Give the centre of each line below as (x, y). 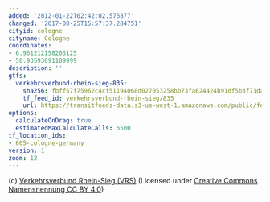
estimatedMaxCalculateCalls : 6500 (73, 128)
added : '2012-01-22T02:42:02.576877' (72, 16)
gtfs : (17, 76)
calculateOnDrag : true (53, 121)
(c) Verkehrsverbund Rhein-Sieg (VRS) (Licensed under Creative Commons (133, 181)
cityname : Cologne (39, 38)
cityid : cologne (35, 31)
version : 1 (27, 150)
